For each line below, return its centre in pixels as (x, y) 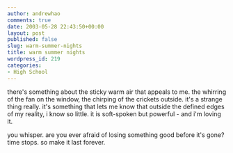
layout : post (26, 33)
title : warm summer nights (46, 53)
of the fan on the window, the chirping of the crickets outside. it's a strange (115, 99)
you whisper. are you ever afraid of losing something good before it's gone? (116, 135)
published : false (32, 40)
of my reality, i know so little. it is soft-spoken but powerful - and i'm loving (114, 114)
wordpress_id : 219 (34, 59)
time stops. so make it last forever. (56, 142)
